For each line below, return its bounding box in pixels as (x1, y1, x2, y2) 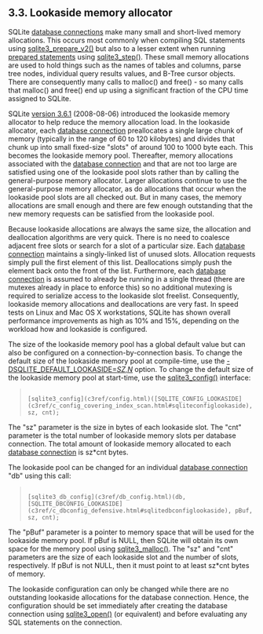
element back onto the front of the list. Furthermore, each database (8, 266, 226, 275)
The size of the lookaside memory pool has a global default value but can (8, 339, 246, 348)
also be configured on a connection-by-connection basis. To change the (8, 348, 243, 357)
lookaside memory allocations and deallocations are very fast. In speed (8, 299, 239, 308)
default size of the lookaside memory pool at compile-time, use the (8, 356, 225, 366)
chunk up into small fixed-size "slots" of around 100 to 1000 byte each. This (8, 142, 254, 151)
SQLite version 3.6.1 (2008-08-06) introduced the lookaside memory (8, 109, 230, 118)
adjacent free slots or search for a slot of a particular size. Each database (8, 241, 246, 250)
